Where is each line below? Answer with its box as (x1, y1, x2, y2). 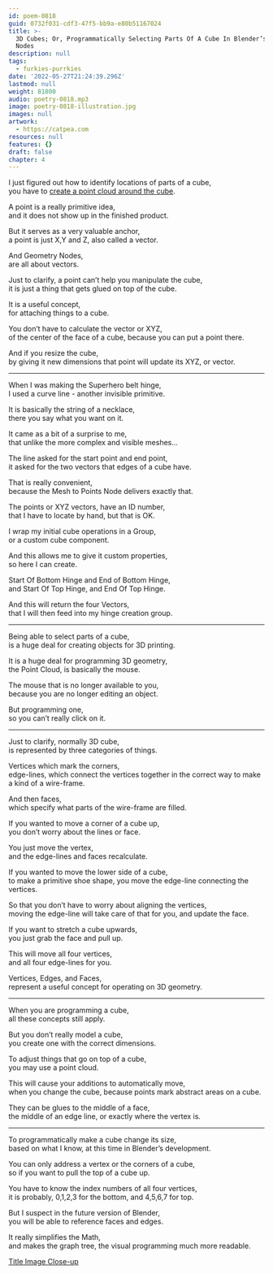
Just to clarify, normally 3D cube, (8, 737, 120, 747)
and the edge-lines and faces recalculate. (8, 851, 148, 861)
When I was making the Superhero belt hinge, (8, 380, 162, 390)
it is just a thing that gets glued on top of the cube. (8, 284, 177, 293)
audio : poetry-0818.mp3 (8, 95, 89, 103)
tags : (8, 58, 27, 66)
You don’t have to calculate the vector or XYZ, (8, 324, 162, 334)
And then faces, (8, 794, 63, 804)
